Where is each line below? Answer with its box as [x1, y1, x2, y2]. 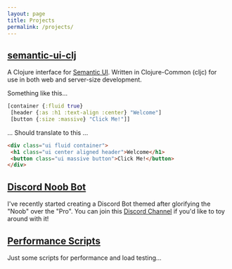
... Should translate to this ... [7, 128, 89, 137]
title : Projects [7, 17, 55, 24]
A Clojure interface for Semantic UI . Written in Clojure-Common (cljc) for [7, 68, 217, 77]
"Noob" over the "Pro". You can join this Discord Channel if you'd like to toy [7, 207, 225, 216]
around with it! [7, 215, 49, 223]
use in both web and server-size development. [7, 75, 142, 84]
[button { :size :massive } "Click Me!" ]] [10, 115, 131, 123]
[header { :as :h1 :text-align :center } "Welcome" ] [10, 110, 162, 117]
